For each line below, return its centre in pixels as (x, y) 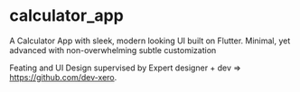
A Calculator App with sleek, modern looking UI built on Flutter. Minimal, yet (150, 41)
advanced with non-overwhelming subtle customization (113, 50)
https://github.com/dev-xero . (63, 77)
